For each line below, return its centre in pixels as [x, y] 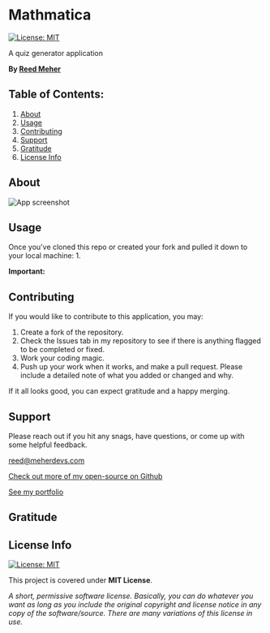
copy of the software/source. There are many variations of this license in [131, 614]
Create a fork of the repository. [72, 332]
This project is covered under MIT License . [80, 580]
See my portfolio [36, 492]
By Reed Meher [34, 69]
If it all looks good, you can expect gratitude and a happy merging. [119, 391]
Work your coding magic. [62, 358]
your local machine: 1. [45, 256]
